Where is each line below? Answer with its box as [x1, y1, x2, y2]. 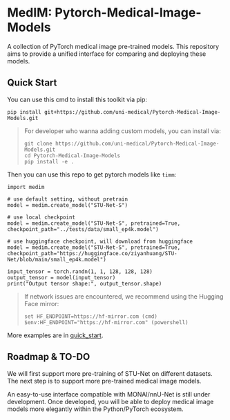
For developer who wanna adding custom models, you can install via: [23, 126, 221, 135]
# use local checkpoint [7, 214, 76, 221]
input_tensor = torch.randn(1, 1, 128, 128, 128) [7, 268, 153, 275]
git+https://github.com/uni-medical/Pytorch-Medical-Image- [44, 108, 221, 115]
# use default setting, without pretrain [7, 195, 128, 203]
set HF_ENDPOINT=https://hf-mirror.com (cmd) [23, 312, 157, 320]
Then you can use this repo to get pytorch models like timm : [7, 170, 177, 179]
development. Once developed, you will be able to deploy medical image [7, 397, 214, 406]
